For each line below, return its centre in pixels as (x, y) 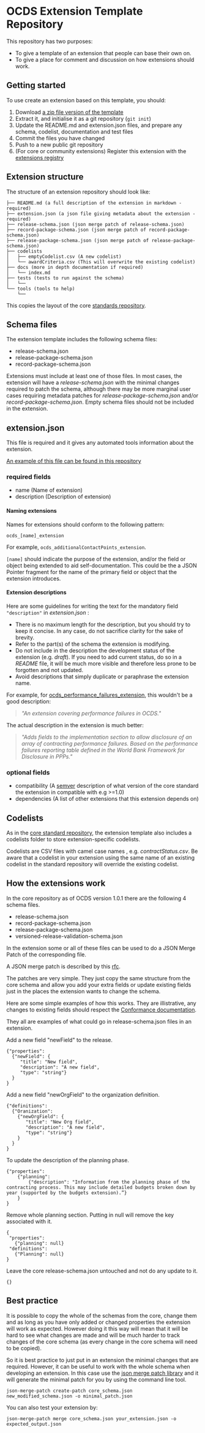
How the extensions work (56, 883)
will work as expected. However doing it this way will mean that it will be (97, 1328)
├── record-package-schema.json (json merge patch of (76, 230)
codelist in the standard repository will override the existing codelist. (92, 864)
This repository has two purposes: (50, 41)
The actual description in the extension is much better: (75, 725)
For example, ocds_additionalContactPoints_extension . (76, 547)
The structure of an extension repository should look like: (79, 192)
